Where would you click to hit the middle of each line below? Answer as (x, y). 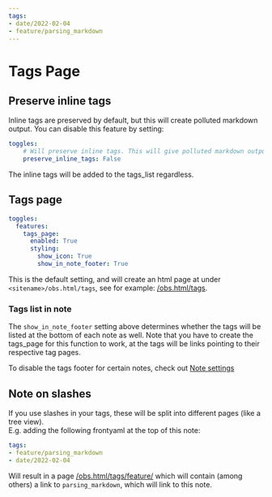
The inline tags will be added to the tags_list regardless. (101, 174)
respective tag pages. (45, 353)
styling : (45, 249)
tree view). (26, 422)
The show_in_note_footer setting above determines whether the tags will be (135, 327)
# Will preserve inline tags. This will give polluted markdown (134, 152)
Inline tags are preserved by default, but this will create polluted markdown (133, 120)
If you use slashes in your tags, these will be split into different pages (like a (135, 413)
